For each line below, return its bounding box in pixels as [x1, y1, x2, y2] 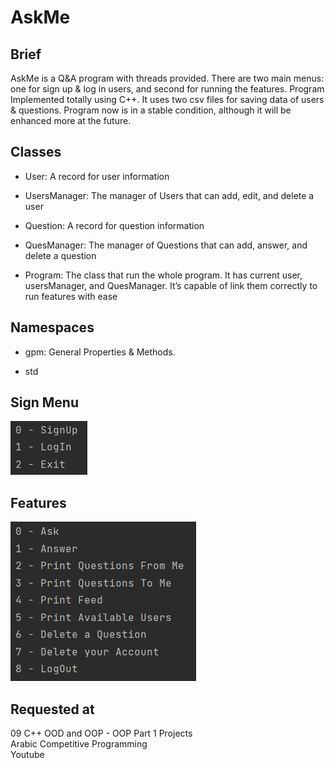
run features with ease [24, 290, 118, 302]
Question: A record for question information [24, 219, 205, 231]
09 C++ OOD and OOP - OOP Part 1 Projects [10, 727, 193, 740]
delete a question [24, 249, 97, 261]
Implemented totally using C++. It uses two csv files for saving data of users [10, 94, 325, 105]
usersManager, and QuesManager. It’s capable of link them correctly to [24, 279, 318, 291]
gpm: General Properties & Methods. [24, 346, 176, 358]
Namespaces [10, 319, 95, 336]
